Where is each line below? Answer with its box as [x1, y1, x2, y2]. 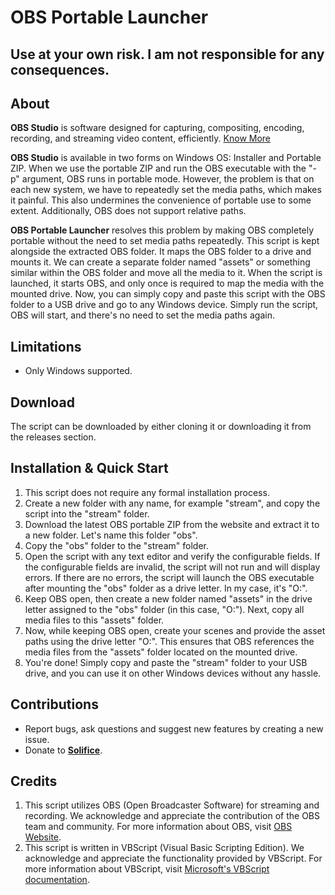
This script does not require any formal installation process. [24, 486, 270, 498]
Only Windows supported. [24, 365, 133, 377]
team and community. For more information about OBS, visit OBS [24, 821, 293, 833]
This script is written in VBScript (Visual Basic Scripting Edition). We [24, 842, 305, 854]
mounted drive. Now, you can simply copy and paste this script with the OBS [10, 288, 326, 300]
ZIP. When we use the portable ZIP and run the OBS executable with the [10, 162, 307, 175]
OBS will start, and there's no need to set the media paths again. [10, 309, 275, 321]
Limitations [10, 338, 82, 355]
